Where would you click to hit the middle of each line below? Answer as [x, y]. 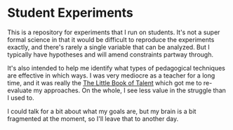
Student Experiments [70, 13]
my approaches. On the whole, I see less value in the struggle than [130, 90]
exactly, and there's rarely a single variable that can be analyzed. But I [109, 47]
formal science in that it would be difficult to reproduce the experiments [111, 39]
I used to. [21, 97]
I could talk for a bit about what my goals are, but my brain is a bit [102, 111]
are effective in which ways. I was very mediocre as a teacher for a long [111, 75]
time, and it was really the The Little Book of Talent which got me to [105, 82]
